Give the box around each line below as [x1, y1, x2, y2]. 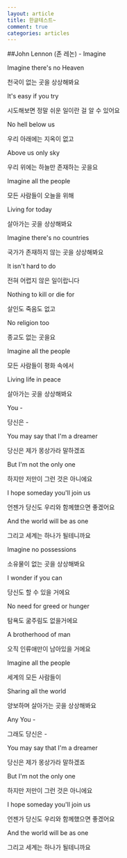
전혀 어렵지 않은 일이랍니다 [7, 276, 80, 285]
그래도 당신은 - [7, 730, 47, 738]
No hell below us [7, 120, 56, 129]
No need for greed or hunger [7, 602, 90, 610]
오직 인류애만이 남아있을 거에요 [7, 645, 92, 653]
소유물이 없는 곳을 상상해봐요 [7, 559, 85, 569]
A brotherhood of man [7, 631, 71, 639]
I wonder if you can [7, 573, 62, 582]
